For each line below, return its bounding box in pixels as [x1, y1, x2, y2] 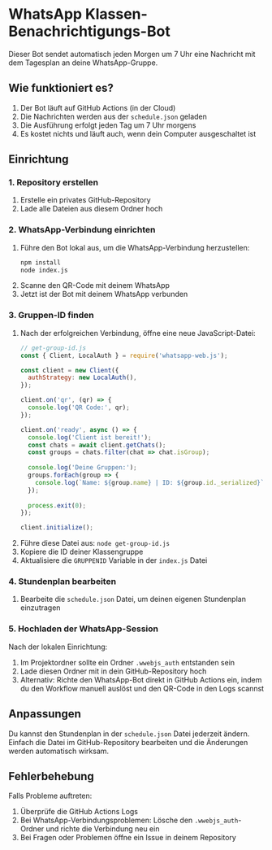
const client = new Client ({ [19, 366, 119, 374]
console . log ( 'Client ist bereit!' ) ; [28, 433, 152, 442]
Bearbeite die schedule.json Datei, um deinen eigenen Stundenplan [19, 595, 246, 604]
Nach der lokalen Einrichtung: [8, 642, 108, 652]
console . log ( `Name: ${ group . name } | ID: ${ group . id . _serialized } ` [35, 478, 265, 486]
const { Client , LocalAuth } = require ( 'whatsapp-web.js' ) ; [19, 351, 228, 360]
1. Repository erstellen [8, 177, 99, 188]
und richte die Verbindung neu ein [45, 824, 160, 834]
